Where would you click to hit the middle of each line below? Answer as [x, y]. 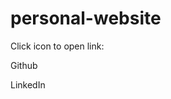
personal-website [86, 18]
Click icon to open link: [57, 46]
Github [24, 65]
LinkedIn [28, 84]
